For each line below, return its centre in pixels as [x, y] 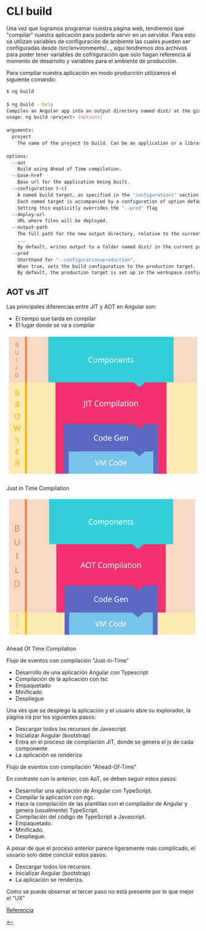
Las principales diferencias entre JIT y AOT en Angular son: [82, 307]
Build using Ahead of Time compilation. [70, 169]
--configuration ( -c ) [40, 189]
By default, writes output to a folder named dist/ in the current [105, 247]
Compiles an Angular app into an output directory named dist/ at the [98, 111]
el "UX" [16, 898]
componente [31, 748]
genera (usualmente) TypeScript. [57, 810]
